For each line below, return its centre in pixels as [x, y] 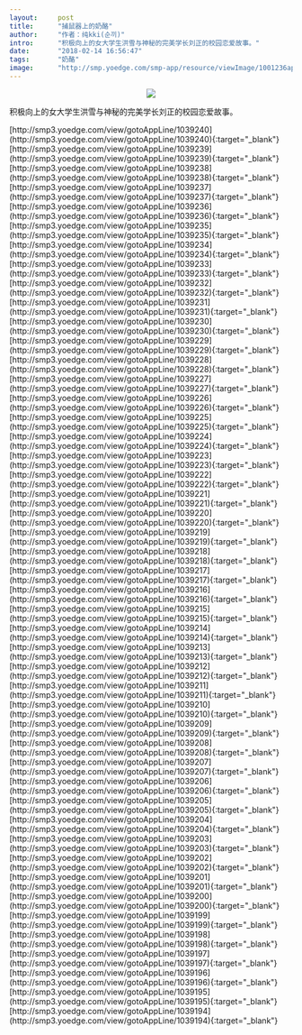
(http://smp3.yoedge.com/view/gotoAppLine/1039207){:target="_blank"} [144, 771]
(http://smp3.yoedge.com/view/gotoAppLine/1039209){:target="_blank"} [145, 733]
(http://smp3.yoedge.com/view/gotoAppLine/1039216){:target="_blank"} [144, 599]
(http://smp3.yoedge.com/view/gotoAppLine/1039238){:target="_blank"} [145, 178]
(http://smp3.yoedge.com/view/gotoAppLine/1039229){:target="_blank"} [145, 350]
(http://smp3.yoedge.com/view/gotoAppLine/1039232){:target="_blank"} [145, 292]
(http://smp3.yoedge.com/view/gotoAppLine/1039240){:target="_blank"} [145, 139]
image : [22, 69]
